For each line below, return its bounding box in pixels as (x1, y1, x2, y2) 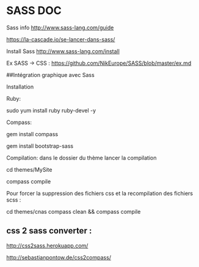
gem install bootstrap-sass (6, 142, 74, 150)
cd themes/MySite (6, 166, 52, 173)
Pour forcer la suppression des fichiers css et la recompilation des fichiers (6, 189, 194, 197)
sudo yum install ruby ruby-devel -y (6, 106, 96, 114)
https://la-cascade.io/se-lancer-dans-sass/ (6, 35, 115, 43)
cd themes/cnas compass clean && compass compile (6, 208, 141, 215)
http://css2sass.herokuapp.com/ (6, 242, 89, 249)
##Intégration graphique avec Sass (6, 71, 95, 78)
